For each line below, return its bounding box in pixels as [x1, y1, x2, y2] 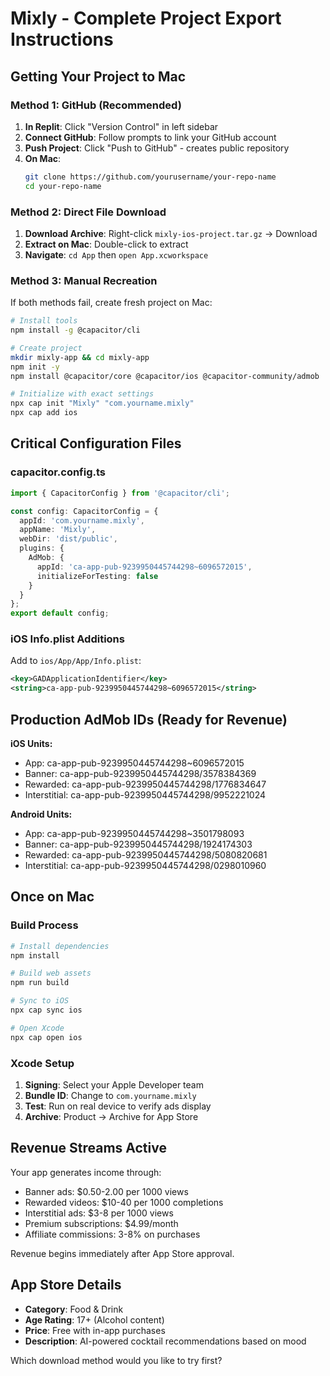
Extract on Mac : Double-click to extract [24, 238, 189, 250]
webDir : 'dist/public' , [19, 534, 118, 544]
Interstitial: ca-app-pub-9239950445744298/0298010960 [24, 860, 267, 872]
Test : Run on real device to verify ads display [24, 1100, 212, 1112]
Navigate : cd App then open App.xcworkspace [24, 248, 209, 261]
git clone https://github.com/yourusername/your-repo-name [24, 172, 277, 182]
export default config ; [10, 608, 110, 619]
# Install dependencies [10, 941, 110, 951]
